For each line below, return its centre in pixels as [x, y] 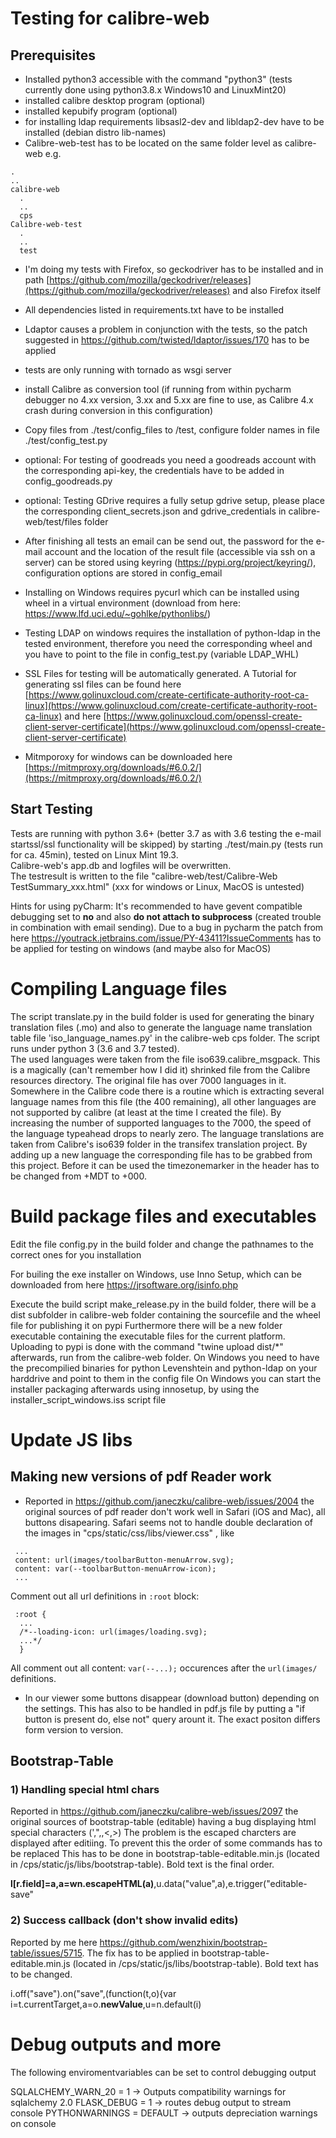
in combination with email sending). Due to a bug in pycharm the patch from [167, 927]
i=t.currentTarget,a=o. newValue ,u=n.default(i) [106, 2004]
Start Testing [51, 809]
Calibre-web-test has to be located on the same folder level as [153, 143]
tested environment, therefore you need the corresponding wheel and [168, 643]
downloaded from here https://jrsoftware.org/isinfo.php [124, 1284]
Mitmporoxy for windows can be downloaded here [128, 756]
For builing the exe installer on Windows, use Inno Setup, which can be [156, 1274]
